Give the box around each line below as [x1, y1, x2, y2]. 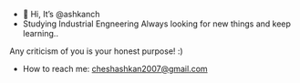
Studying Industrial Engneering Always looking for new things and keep [22, 18, 292, 29]
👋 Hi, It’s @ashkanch [22, 9, 100, 19]
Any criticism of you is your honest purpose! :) [9, 46, 184, 57]
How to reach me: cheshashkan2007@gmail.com [22, 64, 208, 74]
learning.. [22, 28, 59, 38]
